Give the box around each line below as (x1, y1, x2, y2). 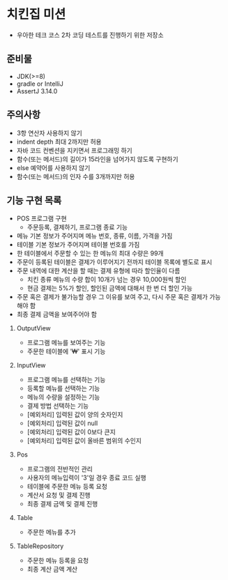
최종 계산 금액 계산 (26, 565, 78, 574)
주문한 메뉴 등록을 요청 (26, 556, 89, 565)
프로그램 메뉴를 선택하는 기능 (26, 376, 106, 384)
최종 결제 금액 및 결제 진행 (26, 500, 98, 508)
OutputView (16, 324, 52, 333)
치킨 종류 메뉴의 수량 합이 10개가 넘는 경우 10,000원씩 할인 (26, 275, 187, 284)
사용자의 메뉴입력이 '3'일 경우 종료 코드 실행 (26, 473, 147, 482)
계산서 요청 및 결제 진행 (26, 491, 91, 499)
